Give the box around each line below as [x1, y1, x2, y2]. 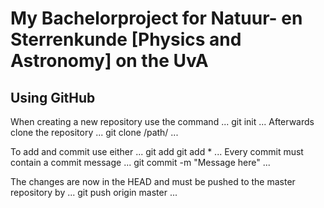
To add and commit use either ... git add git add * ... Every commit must [10, 146, 304, 157]
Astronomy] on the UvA [10, 50, 209, 72]
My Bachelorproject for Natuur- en [10, 7, 303, 30]
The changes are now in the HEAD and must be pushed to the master [10, 176, 296, 187]
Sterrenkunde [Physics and [10, 28, 242, 51]
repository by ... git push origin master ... [10, 187, 178, 198]
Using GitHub [10, 89, 96, 106]
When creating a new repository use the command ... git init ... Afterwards [10, 116, 315, 127]
